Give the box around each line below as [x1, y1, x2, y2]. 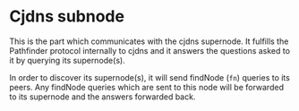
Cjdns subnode [9, 6, 125, 27]
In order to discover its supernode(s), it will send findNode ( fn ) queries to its [9, 72, 291, 82]
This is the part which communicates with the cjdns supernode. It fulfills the [9, 36, 289, 47]
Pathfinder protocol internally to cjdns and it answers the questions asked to [9, 45, 291, 55]
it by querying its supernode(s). [9, 55, 125, 65]
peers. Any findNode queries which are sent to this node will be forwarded [9, 81, 285, 92]
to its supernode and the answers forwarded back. [9, 91, 196, 102]
